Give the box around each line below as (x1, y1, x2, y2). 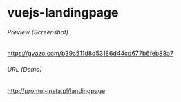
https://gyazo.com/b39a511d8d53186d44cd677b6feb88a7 (7, 50, 174, 58)
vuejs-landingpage (7, 5, 119, 21)
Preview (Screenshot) (7, 28, 69, 36)
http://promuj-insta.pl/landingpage (7, 86, 106, 94)
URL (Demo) (7, 65, 43, 73)
